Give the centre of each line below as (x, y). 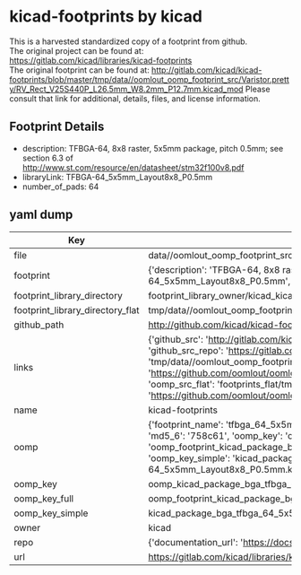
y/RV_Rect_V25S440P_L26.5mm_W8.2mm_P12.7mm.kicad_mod (126, 89)
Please (258, 89)
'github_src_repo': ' (188, 350)
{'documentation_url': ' (195, 542)
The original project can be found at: (77, 50)
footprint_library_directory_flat (77, 309)
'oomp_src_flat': (181, 384)
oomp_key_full (44, 498)
